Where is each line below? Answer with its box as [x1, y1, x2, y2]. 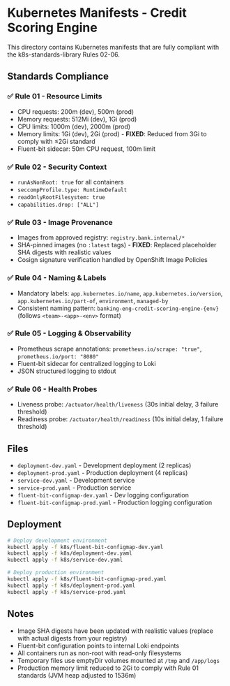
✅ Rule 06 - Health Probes [7, 384, 98, 394]
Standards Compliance [7, 71, 109, 82]
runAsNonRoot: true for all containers [17, 177, 124, 186]
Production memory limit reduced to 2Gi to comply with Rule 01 [17, 664, 199, 672]
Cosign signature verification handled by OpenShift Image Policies [17, 256, 208, 264]
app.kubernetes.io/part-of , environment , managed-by [17, 296, 169, 305]
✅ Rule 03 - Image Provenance [7, 217, 113, 227]
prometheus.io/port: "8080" [17, 353, 99, 360]
